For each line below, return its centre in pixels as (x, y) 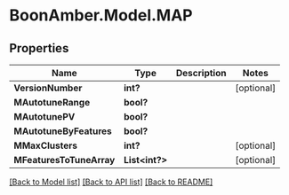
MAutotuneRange (52, 102)
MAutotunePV (44, 117)
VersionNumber (48, 88)
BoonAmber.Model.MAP (101, 16)
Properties (39, 48)
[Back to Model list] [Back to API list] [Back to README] (111, 182)
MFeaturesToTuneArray (64, 160)
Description (201, 73)
